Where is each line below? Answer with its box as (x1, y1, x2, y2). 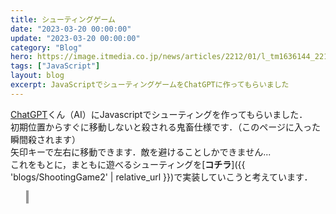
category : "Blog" (10, 42, 83, 53)
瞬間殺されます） (10, 133, 81, 145)
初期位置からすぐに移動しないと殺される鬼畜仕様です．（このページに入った (10, 121, 321, 133)
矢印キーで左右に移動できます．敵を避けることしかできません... (10, 146, 272, 158)
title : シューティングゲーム (10, 14, 116, 25)
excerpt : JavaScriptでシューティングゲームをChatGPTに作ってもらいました (10, 80, 290, 90)
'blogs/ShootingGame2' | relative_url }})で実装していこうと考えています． (10, 171, 313, 183)
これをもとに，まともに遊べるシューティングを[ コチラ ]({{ (10, 158, 246, 170)
